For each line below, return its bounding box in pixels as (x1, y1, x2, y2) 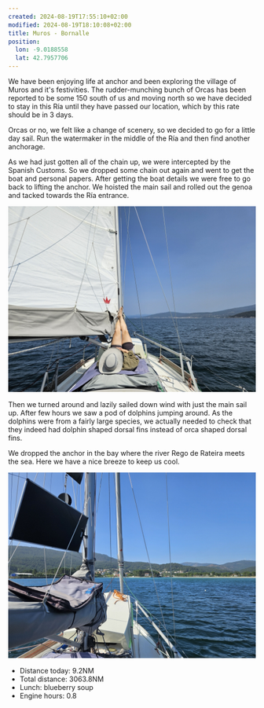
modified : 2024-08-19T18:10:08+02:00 (8, 20, 132, 29)
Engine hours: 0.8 (19, 691, 77, 700)
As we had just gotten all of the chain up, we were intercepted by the (8, 157, 231, 167)
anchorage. (8, 142, 46, 151)
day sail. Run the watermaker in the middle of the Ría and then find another (8, 134, 251, 143)
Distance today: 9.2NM (19, 666, 94, 675)
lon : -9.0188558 (15, 46, 68, 54)
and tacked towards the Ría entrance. (8, 191, 130, 200)
